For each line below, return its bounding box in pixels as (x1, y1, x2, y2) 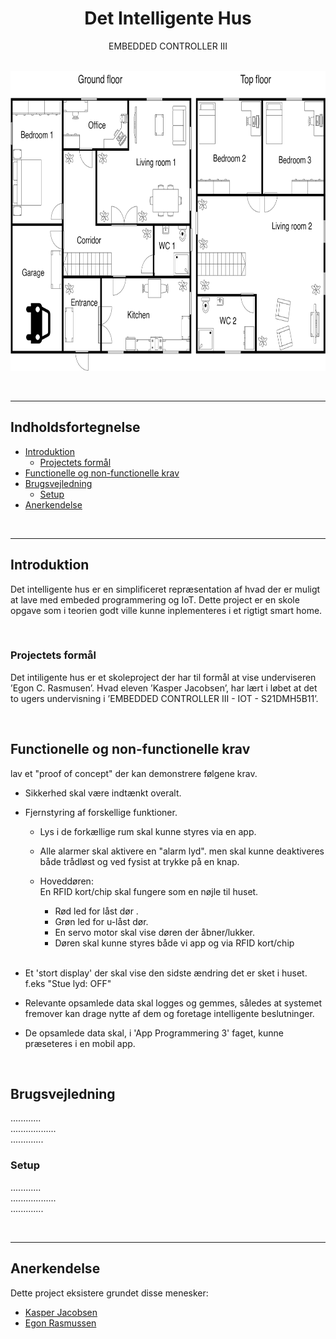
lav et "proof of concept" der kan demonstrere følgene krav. (10, 767, 258, 779)
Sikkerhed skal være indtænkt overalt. (24, 787, 182, 799)
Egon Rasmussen (24, 1317, 97, 1329)
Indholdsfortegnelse (10, 419, 141, 436)
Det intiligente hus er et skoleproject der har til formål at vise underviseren (10, 671, 317, 683)
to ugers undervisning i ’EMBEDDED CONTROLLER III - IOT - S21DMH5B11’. (10, 692, 319, 704)
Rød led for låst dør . (54, 905, 139, 917)
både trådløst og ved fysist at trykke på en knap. (39, 855, 240, 867)
